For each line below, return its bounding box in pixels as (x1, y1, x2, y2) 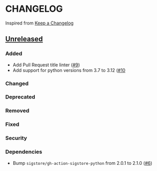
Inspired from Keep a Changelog (5, 20, 74, 26)
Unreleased (5, 35, 43, 43)
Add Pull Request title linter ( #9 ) (12, 62, 80, 68)
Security (5, 135, 27, 142)
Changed (5, 80, 29, 87)
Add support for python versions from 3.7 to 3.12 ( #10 (12, 67, 126, 73)
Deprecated (5, 93, 36, 101)
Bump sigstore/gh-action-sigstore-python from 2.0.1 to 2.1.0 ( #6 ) (12, 160, 152, 166)
